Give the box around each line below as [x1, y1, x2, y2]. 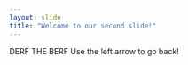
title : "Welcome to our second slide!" [9, 21, 157, 30]
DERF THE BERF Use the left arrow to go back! [9, 45, 179, 56]
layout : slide [9, 12, 62, 22]
